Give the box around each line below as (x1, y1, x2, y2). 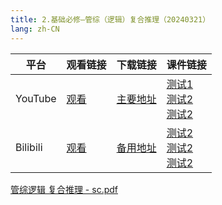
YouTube (15, 91, 57, 105)
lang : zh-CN (10, 24, 60, 34)
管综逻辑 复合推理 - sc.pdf (10, 183, 118, 195)
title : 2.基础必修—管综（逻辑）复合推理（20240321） (10, 14, 211, 25)
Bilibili (15, 140, 43, 154)
